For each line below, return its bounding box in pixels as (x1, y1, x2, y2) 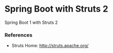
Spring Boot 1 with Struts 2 (4, 19, 58, 25)
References (4, 32, 33, 38)
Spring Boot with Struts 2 (4, 3, 108, 15)
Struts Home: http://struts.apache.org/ (11, 43, 89, 49)
